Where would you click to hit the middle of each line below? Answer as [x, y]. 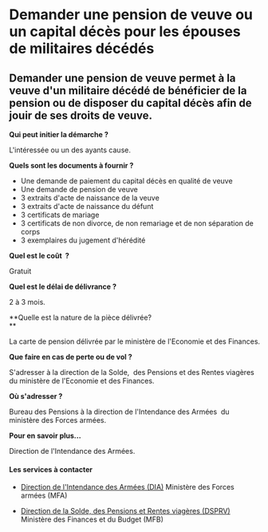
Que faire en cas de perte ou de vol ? [71, 357]
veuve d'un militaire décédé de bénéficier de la [128, 91]
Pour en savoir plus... [45, 435]
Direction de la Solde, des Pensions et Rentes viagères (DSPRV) [125, 511]
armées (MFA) [44, 495]
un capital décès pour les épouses [125, 32]
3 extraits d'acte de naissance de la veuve [90, 198]
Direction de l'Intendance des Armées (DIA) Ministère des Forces [127, 487]
